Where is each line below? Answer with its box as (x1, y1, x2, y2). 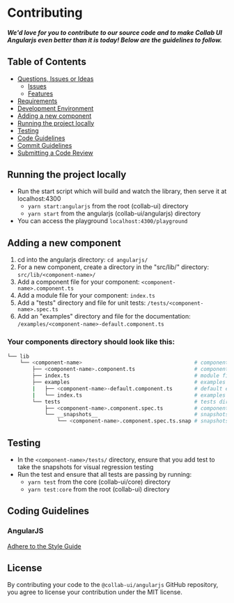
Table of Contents (7, 56, 87, 68)
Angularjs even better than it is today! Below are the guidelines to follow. (7, 36, 223, 44)
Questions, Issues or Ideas (17, 75, 94, 83)
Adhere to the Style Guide (7, 542, 81, 550)
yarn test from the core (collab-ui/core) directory (27, 478, 171, 486)
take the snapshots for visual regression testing (17, 462, 154, 471)
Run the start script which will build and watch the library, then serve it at (17, 187, 227, 196)
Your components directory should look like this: (7, 337, 175, 346)
